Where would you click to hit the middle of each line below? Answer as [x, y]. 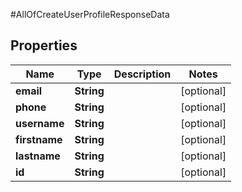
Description [142, 74]
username [40, 123]
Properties [44, 45]
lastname [38, 156]
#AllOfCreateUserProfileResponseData [90, 14]
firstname [39, 139]
